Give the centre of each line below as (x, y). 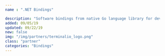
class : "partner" (23, 42)
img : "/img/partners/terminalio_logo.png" (49, 37)
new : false (16, 32)
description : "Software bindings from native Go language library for (79, 18)
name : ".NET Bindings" (29, 10)
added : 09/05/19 (22, 23)
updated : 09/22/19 (24, 28)
